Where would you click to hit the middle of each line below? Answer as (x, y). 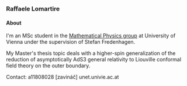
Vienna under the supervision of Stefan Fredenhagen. (71, 42)
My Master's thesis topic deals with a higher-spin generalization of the (91, 53)
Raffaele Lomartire (33, 9)
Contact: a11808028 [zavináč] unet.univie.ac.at (63, 77)
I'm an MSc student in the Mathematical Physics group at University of (91, 36)
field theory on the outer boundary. (48, 66)
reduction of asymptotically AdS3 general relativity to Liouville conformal (94, 60)
